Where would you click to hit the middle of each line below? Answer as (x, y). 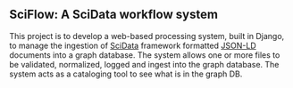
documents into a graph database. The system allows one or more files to (145, 55)
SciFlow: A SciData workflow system (114, 15)
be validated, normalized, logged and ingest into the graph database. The (144, 64)
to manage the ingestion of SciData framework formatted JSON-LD (133, 45)
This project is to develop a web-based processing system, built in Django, (147, 36)
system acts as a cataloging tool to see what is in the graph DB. (126, 74)
